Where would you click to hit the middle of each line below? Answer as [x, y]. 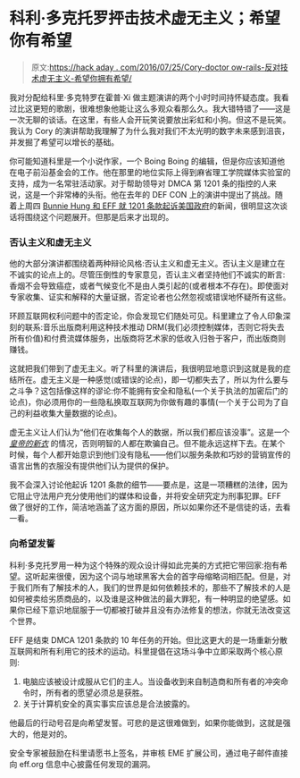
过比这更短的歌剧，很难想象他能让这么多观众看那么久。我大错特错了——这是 [150, 108]
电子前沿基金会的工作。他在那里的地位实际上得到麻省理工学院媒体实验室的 [154, 172]
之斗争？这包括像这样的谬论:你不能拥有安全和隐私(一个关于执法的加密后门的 [149, 391]
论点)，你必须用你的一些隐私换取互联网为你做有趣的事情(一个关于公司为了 [145, 402]
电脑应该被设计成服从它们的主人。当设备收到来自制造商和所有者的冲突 [151, 681]
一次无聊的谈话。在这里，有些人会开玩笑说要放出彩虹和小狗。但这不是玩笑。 [150, 119]
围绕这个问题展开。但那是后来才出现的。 [99, 216]
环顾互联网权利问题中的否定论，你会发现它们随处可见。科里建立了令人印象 [146, 316]
